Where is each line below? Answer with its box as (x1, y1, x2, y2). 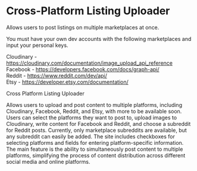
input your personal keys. (6, 42, 68, 49)
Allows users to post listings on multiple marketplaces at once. (6, 24, 160, 31)
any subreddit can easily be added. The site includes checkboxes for (6, 132, 176, 140)
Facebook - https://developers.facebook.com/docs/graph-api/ (6, 65, 160, 72)
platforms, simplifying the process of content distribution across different (6, 151, 186, 159)
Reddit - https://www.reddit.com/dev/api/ (6, 72, 107, 79)
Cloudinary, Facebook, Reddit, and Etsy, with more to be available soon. (6, 107, 182, 115)
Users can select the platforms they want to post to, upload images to (6, 114, 177, 121)
